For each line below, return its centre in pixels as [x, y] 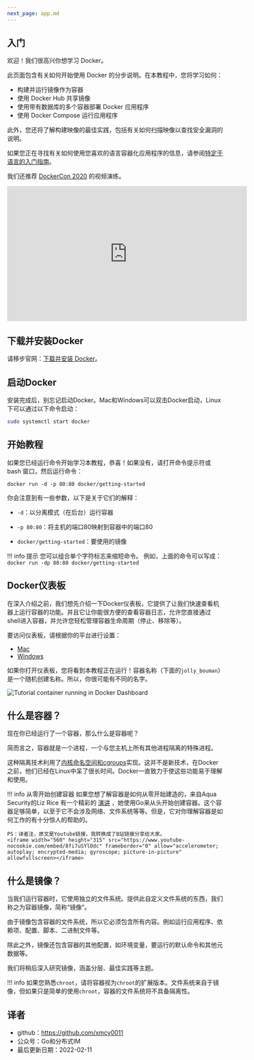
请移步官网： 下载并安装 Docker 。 [54, 359]
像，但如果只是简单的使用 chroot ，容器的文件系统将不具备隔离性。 [100, 991]
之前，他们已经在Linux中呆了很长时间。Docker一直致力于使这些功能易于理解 [115, 771]
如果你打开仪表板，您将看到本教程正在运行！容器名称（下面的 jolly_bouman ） [114, 670]
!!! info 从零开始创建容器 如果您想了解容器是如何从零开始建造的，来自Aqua [112, 794]
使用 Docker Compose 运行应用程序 [67, 115]
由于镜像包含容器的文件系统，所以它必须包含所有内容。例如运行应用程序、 [112, 922]
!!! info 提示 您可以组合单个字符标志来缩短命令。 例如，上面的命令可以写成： [114, 556]
